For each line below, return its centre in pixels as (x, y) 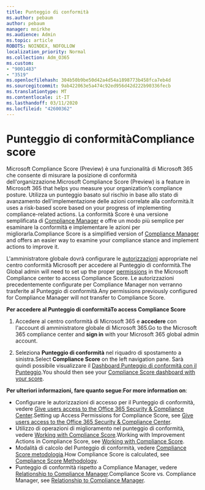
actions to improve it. (33, 247)
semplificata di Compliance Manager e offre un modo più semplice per (95, 221)
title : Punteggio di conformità (47, 12)
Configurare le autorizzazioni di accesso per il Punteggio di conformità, (105, 403)
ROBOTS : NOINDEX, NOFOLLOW (41, 46)
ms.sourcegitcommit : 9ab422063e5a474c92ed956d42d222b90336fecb (89, 86)
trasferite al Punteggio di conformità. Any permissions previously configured (102, 291)
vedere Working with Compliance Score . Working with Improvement (100, 435)
